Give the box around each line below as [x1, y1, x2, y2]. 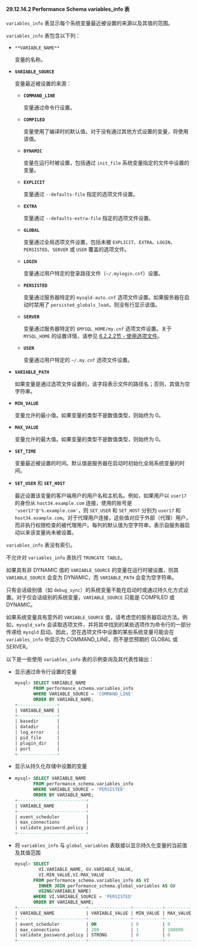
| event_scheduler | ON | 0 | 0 [14, 921, 171, 927]
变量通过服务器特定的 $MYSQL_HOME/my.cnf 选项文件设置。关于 [23, 325, 172, 333]
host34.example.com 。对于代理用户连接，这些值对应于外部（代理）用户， [14, 514, 191, 521]
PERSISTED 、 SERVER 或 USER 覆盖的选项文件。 [23, 246, 130, 253]
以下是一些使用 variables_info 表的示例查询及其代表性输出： [6, 656, 155, 663]
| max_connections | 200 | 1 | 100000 [14, 926, 183, 933]
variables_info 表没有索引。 [6, 541, 76, 548]
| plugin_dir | [14, 740, 60, 746]
